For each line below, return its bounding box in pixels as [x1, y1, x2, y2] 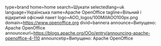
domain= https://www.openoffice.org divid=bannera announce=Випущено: [5, 20, 156, 25]
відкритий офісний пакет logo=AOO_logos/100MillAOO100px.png [5, 15, 138, 20]
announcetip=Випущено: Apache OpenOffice [41, 35, 134, 41]
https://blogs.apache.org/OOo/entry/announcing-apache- [33, 30, 151, 36]
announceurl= [5, 30, 33, 36]
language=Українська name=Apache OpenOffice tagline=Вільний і [5, 9, 141, 15]
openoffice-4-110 [5, 35, 40, 41]
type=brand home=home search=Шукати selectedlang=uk [5, 4, 125, 10]
